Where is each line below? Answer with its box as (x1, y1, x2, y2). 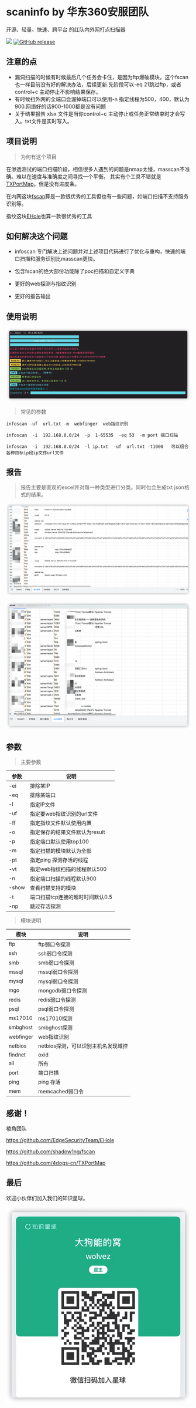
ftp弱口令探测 (37, 940, 71, 948)
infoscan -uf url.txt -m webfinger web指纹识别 (6, 421, 129, 427)
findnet (8, 1051, 26, 1058)
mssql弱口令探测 (37, 968, 78, 975)
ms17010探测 (37, 1015, 73, 1022)
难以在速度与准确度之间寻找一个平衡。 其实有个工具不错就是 (16, 173, 161, 180)
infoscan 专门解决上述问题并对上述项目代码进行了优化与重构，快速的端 (14, 248, 186, 255)
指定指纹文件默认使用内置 (30, 819, 92, 826)
